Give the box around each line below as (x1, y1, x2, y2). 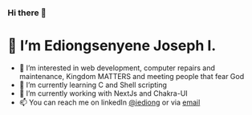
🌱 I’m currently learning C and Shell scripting (18, 80, 168, 89)
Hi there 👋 (7, 7, 47, 18)
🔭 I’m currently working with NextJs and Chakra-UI (18, 88, 188, 98)
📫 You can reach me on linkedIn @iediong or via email (18, 97, 201, 107)
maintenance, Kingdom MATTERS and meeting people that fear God (18, 71, 245, 81)
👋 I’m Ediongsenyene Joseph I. (7, 37, 217, 55)
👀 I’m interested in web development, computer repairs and (18, 63, 216, 73)
